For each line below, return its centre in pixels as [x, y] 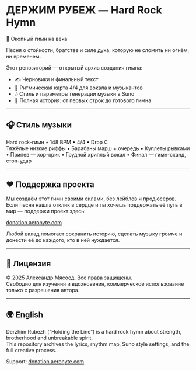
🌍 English [25, 315]
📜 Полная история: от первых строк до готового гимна [83, 100]
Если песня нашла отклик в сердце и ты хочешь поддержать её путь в [94, 204]
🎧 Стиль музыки [39, 125]
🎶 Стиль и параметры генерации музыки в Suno [74, 93]
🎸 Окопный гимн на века [37, 39]
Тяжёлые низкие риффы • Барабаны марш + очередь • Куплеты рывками [98, 148]
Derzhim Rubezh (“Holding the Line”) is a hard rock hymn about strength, [94, 332]
